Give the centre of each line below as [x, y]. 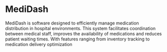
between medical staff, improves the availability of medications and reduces [83, 33]
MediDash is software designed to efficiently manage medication [72, 23]
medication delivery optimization [39, 44]
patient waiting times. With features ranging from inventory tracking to [77, 39]
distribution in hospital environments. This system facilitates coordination [80, 28]
